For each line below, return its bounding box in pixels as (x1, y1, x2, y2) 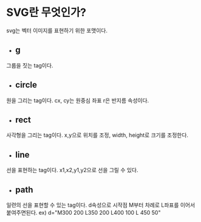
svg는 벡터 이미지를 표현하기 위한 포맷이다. (6, 27, 108, 34)
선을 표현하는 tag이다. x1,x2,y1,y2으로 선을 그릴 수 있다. (6, 167, 138, 174)
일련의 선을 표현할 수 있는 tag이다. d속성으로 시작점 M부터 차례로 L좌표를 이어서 (6, 201, 196, 209)
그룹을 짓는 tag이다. (6, 61, 53, 69)
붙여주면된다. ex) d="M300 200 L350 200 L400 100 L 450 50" (6, 209, 161, 216)
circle (15, 80, 38, 90)
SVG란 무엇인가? (6, 5, 87, 19)
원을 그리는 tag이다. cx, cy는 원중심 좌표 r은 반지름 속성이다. (6, 97, 149, 104)
